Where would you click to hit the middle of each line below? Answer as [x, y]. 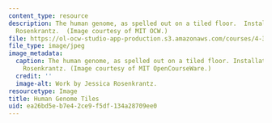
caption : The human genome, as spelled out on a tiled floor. [123, 61]
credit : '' [34, 76]
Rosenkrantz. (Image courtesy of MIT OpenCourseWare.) [117, 69]
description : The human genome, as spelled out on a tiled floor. [123, 23]
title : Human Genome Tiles [54, 99]
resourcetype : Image [43, 91]
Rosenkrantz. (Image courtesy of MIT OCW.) [92, 31]
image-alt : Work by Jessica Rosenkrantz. [87, 83]
